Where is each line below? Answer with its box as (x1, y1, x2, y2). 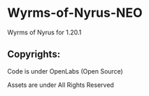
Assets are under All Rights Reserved (7, 81, 114, 89)
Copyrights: (7, 48, 61, 60)
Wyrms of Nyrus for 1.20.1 (7, 28, 82, 36)
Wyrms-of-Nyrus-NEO (7, 5, 143, 21)
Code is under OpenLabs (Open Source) (7, 67, 124, 75)
